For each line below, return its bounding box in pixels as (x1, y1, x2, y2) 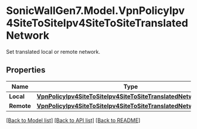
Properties (6, 65, 46, 75)
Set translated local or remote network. (6, 48, 101, 55)
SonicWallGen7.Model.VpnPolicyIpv (6, 4, 185, 18)
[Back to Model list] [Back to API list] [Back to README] (6, 117, 141, 124)
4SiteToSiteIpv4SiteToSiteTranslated (6, 16, 189, 30)
